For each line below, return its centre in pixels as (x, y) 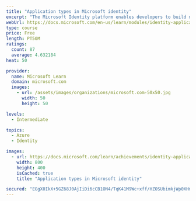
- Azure (21, 136)
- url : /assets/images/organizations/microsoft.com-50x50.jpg (94, 93)
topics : (15, 130)
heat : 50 (17, 60)
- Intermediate (30, 119)
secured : (17, 189)
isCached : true (35, 173)
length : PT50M (23, 39)
